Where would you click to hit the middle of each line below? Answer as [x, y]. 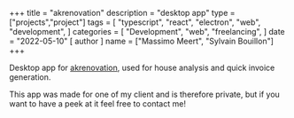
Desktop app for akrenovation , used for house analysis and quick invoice [142, 67]
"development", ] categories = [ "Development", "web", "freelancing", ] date [147, 31]
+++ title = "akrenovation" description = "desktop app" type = [123, 13]
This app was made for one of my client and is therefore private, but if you [145, 94]
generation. [30, 77]
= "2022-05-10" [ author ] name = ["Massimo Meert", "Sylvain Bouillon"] [142, 41]
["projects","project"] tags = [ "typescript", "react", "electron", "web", [135, 22]
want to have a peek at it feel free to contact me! [97, 104]
